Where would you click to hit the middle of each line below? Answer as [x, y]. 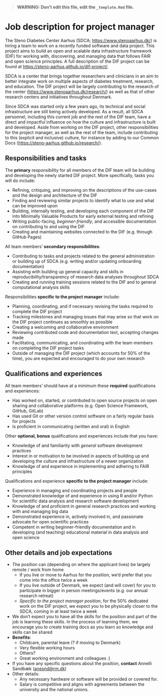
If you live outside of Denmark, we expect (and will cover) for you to [88, 585]
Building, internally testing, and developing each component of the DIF [83, 211]
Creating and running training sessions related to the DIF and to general [84, 282]
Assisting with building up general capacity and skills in [68, 271]
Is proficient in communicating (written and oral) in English [71, 426]
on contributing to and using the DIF [48, 226]
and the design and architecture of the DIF [55, 195]
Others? [27, 653]
